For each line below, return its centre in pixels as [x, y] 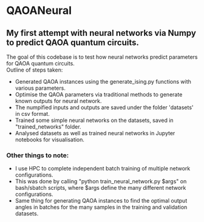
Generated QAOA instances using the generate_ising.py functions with [103, 82]
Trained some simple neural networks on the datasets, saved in [94, 120]
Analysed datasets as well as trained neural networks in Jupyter [95, 133]
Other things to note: [38, 155]
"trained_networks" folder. [48, 127]
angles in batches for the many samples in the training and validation [101, 207]
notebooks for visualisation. [50, 140]
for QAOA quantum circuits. [40, 63]
